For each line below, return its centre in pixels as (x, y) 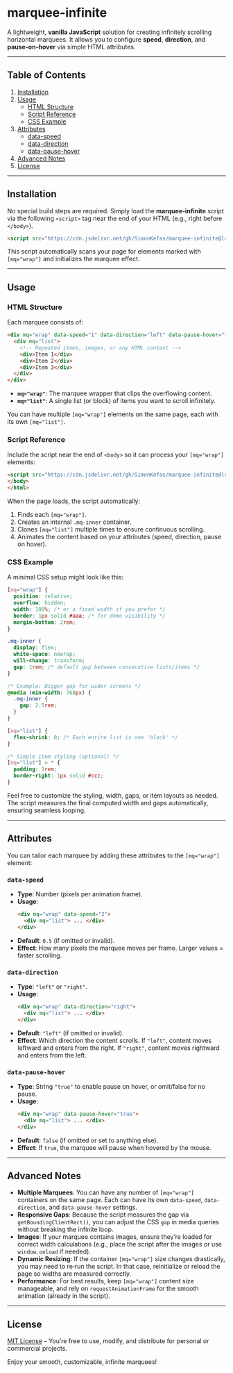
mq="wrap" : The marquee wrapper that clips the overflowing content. (114, 393)
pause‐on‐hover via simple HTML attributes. (71, 47)
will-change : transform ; (49, 661)
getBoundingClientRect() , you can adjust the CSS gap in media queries (118, 1222)
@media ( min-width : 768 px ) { (49, 693)
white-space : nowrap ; (45, 655)
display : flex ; (35, 648)
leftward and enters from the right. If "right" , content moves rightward (118, 1048)
